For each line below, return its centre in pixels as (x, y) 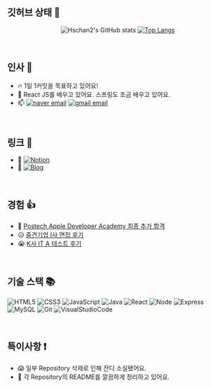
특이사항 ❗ (27, 347)
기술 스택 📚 (32, 282)
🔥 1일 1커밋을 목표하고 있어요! (57, 86)
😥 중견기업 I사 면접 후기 (50, 235)
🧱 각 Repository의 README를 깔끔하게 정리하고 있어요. (94, 377)
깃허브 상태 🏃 (34, 13)
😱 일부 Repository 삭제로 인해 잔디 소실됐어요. (82, 368)
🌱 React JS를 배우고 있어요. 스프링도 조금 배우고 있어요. (94, 94)
